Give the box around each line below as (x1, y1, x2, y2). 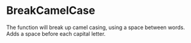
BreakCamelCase (6, 4, 95, 18)
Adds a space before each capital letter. (6, 30, 106, 37)
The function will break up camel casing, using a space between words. (6, 24, 186, 31)
